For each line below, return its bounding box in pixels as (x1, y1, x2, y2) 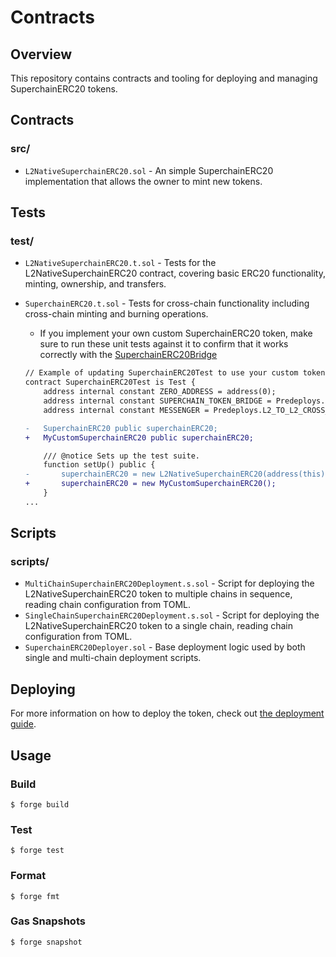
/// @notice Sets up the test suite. (43, 451, 200, 461)
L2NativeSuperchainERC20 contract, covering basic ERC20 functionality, (24, 267, 326, 280)
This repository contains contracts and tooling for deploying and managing (10, 72, 318, 84)
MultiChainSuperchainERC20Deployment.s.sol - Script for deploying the (24, 577, 315, 590)
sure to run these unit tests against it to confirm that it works (39, 338, 289, 350)
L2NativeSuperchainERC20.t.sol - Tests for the (24, 257, 217, 269)
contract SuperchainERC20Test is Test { (24, 377, 196, 388)
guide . (10, 718, 37, 730)
